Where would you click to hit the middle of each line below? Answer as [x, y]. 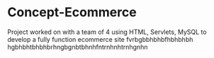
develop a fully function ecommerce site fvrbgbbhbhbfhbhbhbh [100, 39]
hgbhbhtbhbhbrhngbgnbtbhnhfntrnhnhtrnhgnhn [78, 47]
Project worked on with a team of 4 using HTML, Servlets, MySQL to [107, 32]
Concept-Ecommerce [72, 12]
